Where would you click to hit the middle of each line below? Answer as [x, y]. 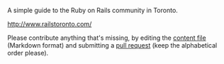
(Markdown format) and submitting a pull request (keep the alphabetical [112, 45]
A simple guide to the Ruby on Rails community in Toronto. [93, 10]
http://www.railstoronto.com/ [50, 24]
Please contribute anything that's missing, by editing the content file [107, 38]
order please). [28, 53]
